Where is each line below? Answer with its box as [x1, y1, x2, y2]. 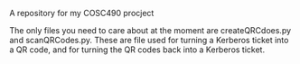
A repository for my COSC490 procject [9, 8, 155, 18]
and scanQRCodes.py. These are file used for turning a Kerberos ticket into [9, 35, 289, 45]
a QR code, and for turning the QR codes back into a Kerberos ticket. [9, 44, 265, 55]
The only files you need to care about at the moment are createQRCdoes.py [9, 25, 292, 35]
